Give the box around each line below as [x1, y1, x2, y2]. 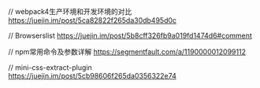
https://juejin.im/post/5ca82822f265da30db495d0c [8, 16, 177, 25]
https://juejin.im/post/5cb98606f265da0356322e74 [8, 71, 177, 80]
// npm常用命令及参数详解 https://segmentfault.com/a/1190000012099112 [8, 47, 247, 57]
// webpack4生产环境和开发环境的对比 [8, 7, 132, 16]
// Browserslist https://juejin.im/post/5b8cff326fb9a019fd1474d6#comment [8, 31, 252, 40]
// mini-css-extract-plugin [8, 63, 92, 72]
